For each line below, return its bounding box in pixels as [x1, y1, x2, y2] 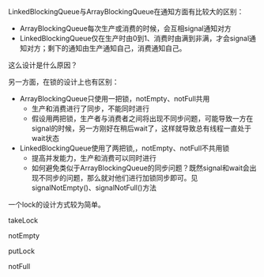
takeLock [8, 216, 39, 225]
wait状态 [31, 134, 59, 142]
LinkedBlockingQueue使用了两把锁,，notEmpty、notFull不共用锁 [19, 143, 230, 153]
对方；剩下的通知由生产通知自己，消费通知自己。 [26, 44, 187, 53]
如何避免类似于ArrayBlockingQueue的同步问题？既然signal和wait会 [31, 163, 251, 173]
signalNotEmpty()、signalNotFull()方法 [31, 183, 157, 192]
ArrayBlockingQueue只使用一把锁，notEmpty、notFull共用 [19, 94, 210, 103]
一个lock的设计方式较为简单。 [8, 200, 105, 209]
